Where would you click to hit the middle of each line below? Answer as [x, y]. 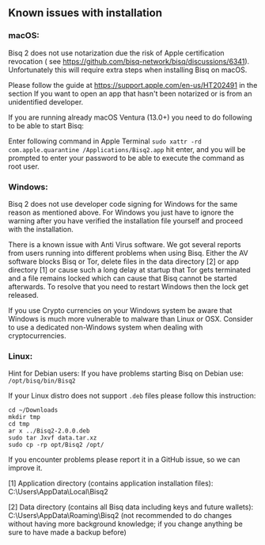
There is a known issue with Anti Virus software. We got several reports [125, 244]
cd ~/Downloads [33, 410]
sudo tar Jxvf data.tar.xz [53, 438]
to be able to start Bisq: [46, 125]
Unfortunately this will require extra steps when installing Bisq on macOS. [128, 70]
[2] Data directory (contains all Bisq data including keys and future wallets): [131, 507]
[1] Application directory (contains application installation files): [111, 483]
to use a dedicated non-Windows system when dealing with [106, 327]
